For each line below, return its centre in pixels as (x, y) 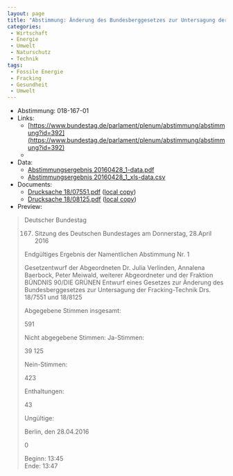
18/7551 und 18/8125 (53, 297)
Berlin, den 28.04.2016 (57, 432)
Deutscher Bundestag (55, 220)
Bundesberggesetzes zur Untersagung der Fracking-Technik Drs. (118, 290)
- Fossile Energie (37, 71)
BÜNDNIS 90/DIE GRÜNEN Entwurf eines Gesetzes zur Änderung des (124, 282)
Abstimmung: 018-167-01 (53, 111)
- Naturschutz (31, 53)
